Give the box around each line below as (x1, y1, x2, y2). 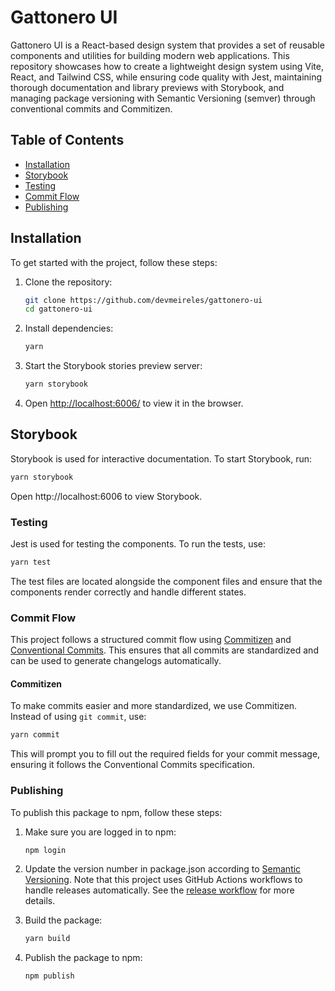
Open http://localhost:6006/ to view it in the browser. (24, 397, 244, 410)
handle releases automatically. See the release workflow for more (24, 884, 295, 896)
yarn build (24, 934, 71, 944)
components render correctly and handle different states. (10, 586, 247, 598)
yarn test (10, 557, 52, 568)
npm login (24, 845, 67, 855)
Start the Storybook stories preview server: (24, 360, 203, 372)
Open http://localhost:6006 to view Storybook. (10, 490, 203, 502)
